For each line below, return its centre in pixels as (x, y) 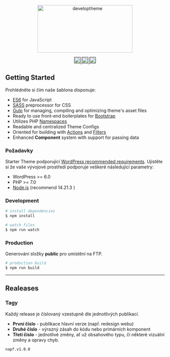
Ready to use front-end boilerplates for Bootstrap (64, 116)
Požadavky (19, 151)
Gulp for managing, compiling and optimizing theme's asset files (79, 110)
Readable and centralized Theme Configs (56, 126)
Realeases (22, 288)
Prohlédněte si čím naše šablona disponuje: (51, 90)
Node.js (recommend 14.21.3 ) (44, 188)
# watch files (20, 225)
